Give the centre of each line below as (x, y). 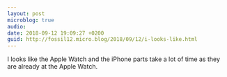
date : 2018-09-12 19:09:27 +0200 (56, 33)
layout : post (26, 14)
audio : (17, 26)
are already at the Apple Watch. (53, 67)
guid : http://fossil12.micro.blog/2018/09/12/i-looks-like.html (102, 40)
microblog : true (31, 20)
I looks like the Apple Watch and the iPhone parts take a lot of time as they (114, 59)
